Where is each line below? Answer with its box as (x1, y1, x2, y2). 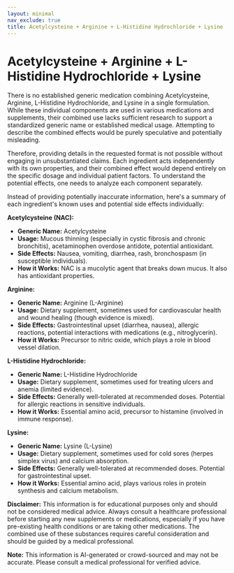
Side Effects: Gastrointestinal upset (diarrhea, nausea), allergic (17, 321, 199, 329)
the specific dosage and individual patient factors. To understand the (7, 172, 206, 180)
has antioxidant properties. (17, 272, 95, 280)
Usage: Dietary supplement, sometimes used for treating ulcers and (17, 378, 214, 386)
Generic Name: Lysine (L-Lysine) (17, 442, 113, 451)
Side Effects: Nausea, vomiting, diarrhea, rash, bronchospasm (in (17, 249, 207, 258)
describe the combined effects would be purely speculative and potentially (7, 129, 222, 137)
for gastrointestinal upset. (17, 472, 92, 480)
